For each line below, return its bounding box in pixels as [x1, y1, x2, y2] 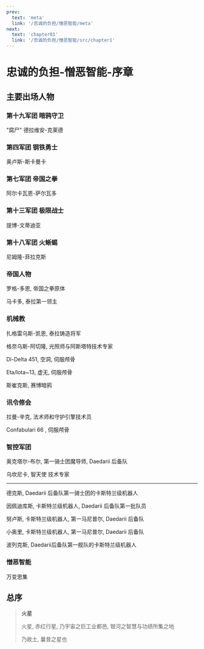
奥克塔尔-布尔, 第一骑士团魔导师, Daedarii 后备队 [6, 458, 128, 465]
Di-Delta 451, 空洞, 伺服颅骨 [6, 355, 76, 363]
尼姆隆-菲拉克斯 [6, 254, 47, 261]
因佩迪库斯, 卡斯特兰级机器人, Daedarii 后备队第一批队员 [6, 502, 147, 509]
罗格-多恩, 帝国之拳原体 [6, 285, 66, 293]
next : [6, 26, 20, 32]
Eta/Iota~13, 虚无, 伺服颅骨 [6, 368, 73, 375]
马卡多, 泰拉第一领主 [6, 298, 58, 305]
